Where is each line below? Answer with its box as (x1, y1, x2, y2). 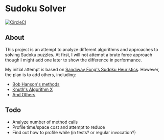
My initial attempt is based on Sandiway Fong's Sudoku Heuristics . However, (5, 66, 160, 72)
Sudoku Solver (5, 3, 66, 14)
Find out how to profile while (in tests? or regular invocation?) (12, 129, 136, 135)
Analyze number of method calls (12, 119, 78, 125)
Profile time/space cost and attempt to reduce (12, 124, 105, 130)
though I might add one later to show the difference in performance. (5, 57, 142, 63)
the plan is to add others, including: (5, 72, 76, 78)
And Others (12, 91, 36, 97)
